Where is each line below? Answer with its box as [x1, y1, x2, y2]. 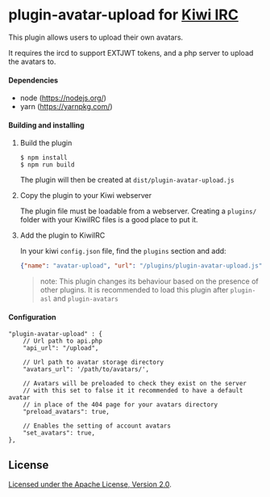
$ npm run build [19, 161, 75, 169]
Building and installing [8, 120, 85, 130]
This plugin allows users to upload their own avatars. [8, 32, 184, 42]
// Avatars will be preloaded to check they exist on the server [23, 380, 247, 388]
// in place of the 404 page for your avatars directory [23, 401, 218, 409]
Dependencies [8, 75, 59, 85]
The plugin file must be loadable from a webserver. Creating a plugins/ [19, 206, 257, 216]
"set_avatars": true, [23, 429, 95, 437]
